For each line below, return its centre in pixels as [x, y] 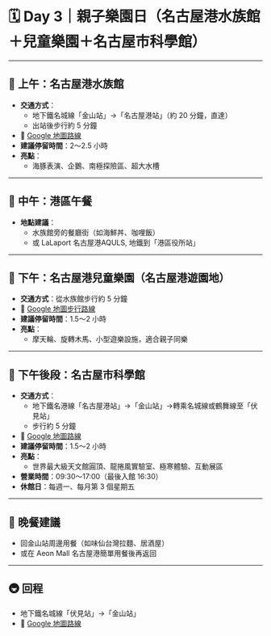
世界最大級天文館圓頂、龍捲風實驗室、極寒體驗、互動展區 [127, 466]
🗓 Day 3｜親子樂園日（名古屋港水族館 [134, 17]
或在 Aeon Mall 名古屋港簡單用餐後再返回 [88, 553]
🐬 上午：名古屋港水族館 [66, 84]
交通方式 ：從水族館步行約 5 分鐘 [73, 299]
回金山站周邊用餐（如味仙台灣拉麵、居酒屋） [94, 543]
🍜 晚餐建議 [34, 522]
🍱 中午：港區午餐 [50, 202]
